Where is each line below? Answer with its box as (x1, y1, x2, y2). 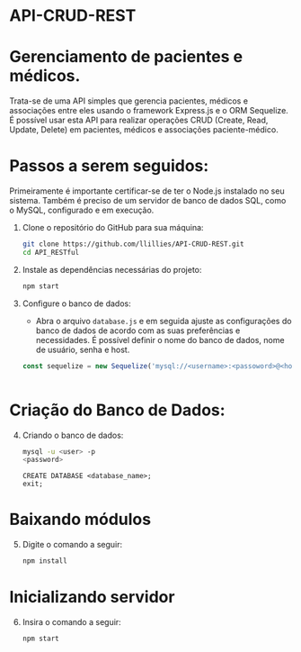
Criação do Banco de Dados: (9, 400, 226, 420)
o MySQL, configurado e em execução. (9, 204, 155, 216)
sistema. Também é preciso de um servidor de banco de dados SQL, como (9, 195, 287, 206)
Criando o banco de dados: (22, 430, 124, 440)
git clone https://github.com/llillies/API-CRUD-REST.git (22, 240, 244, 249)
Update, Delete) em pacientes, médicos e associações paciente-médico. (9, 124, 279, 135)
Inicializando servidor (9, 587, 175, 608)
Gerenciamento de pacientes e (9, 47, 243, 68)
